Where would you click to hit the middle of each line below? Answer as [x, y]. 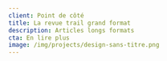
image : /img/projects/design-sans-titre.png [84, 45]
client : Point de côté [46, 15]
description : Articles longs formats [71, 30]
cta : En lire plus [39, 38]
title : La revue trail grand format [69, 23]
